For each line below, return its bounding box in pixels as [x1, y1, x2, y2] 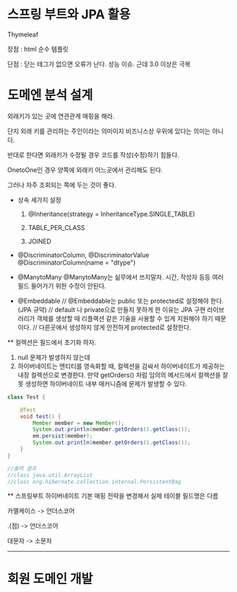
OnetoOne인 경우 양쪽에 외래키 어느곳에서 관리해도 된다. [7, 165, 164, 174]
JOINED [28, 237, 51, 246]
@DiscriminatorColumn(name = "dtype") [17, 258, 136, 267]
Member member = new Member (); [32, 419, 125, 427]
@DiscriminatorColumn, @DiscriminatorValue [17, 250, 150, 259]
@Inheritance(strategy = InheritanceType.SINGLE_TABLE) [28, 210, 195, 218]
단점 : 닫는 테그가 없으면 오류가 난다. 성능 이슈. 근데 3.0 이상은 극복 [7, 59, 191, 68]
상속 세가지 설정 [17, 195, 61, 204]
